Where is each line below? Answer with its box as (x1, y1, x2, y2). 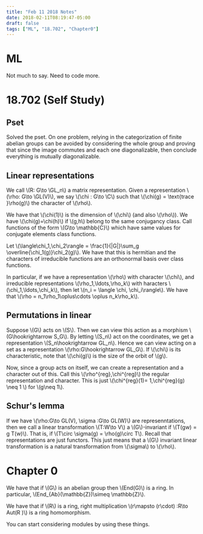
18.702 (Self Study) (6, 93, 105, 107)
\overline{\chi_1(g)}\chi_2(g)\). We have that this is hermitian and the (6, 249, 176, 255)
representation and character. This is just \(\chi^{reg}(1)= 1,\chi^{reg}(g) (6, 377, 185, 384)
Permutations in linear (6, 310, 92, 320)
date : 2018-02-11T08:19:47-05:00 (6, 15, 91, 21)
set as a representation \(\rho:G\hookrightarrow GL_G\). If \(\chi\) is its (6, 345, 181, 353)
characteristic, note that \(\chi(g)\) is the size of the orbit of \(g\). (6, 352, 168, 359)
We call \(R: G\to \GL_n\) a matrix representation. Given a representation (6, 186, 186, 194)
